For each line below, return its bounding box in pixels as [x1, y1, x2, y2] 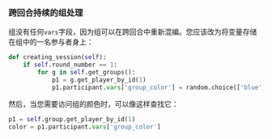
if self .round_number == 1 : [23, 61, 117, 69]
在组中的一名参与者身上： [8, 37, 94, 47]
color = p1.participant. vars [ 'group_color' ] [8, 123, 161, 131]
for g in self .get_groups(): [37, 69, 136, 77]
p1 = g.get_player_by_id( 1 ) [51, 75, 147, 84]
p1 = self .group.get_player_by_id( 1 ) [8, 115, 136, 123]
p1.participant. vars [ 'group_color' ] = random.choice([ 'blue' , [51, 83, 266, 91]
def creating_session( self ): [8, 53, 107, 61]
